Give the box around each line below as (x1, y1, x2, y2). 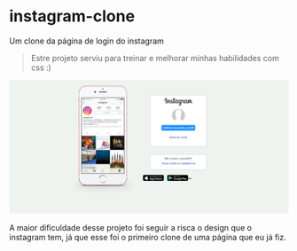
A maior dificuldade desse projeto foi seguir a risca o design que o (9, 223, 253, 233)
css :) (30, 62, 51, 73)
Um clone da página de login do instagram (9, 35, 164, 46)
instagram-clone (9, 6, 136, 27)
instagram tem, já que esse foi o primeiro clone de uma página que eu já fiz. (9, 232, 286, 243)
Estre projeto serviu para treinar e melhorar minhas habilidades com (30, 52, 279, 63)
